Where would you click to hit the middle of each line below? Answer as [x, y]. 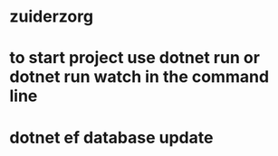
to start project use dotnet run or [135, 58]
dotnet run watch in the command [139, 77]
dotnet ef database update [111, 138]
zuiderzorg [51, 17]
